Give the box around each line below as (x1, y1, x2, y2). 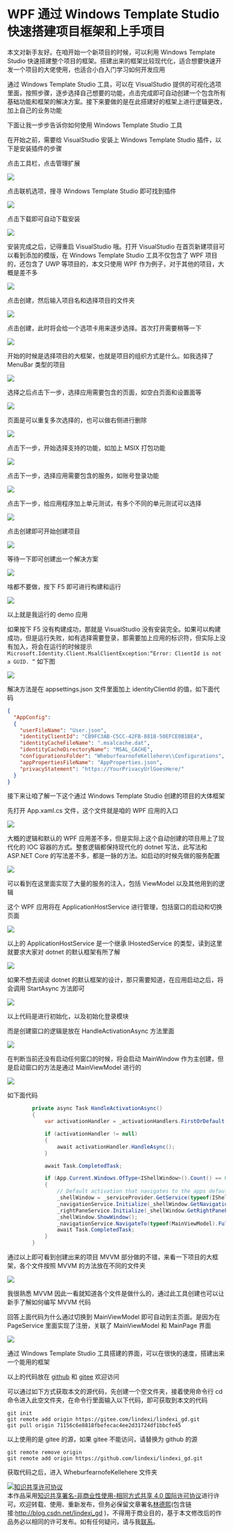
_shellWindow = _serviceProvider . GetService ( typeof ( (56, 1195, 213, 1202)
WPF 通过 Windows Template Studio (7, 6, 220, 22)
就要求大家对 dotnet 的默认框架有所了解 (7, 948, 121, 957)
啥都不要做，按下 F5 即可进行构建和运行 (7, 582, 121, 591)
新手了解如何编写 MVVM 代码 (7, 1298, 92, 1306)
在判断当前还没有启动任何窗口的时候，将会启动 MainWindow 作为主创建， (7, 1054, 218, 1063)
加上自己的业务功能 (7, 106, 62, 115)
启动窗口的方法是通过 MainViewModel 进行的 (12, 1063, 141, 1072)
